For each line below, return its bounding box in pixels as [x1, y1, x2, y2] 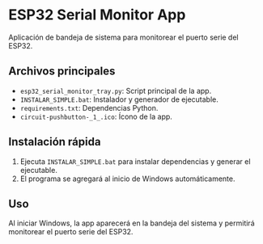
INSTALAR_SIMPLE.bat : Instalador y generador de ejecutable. [19, 95, 218, 104]
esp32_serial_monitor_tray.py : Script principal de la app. [19, 86, 212, 95]
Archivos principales [8, 65, 116, 78]
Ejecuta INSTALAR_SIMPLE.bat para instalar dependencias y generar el [19, 156, 251, 166]
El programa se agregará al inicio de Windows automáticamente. [19, 174, 235, 183]
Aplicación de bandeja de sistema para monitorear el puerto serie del [8, 32, 239, 42]
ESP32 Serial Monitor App [8, 6, 186, 24]
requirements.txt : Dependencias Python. [19, 103, 159, 112]
